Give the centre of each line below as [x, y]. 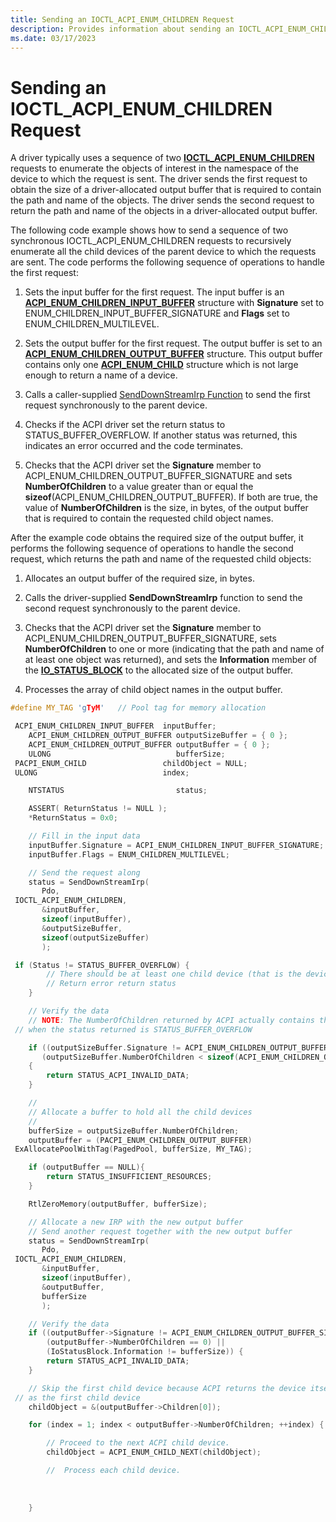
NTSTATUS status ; [118, 791]
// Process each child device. [114, 1471]
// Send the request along [84, 872]
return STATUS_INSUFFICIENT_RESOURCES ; [129, 1177]
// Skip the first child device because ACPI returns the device [167, 1388]
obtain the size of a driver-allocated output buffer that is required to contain [166, 190]
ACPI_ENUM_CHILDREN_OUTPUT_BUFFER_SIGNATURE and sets [158, 476]
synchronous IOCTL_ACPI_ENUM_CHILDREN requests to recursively [151, 241]
